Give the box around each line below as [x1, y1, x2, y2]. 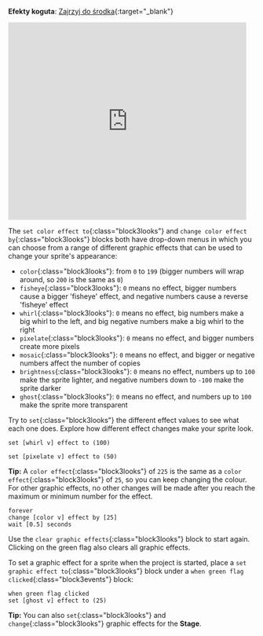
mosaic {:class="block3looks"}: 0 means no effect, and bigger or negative [19, 350, 255, 359]
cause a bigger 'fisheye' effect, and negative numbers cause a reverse [19, 292, 249, 301]
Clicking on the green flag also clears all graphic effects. [8, 542, 191, 552]
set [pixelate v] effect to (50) [8, 453, 118, 461]
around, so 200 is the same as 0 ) [19, 275, 124, 284]
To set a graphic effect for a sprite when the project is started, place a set [8, 558, 247, 567]
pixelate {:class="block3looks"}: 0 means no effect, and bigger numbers [19, 333, 254, 343]
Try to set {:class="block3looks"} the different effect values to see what [8, 416, 239, 425]
